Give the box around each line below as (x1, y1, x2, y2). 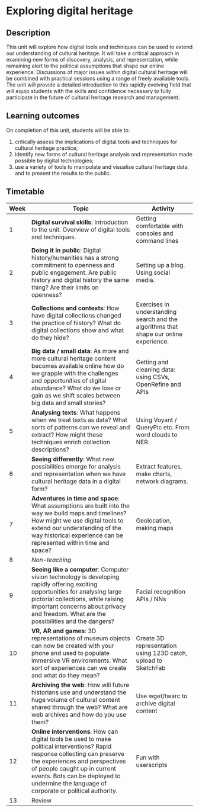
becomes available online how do (31, 361, 124, 370)
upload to (136, 656, 163, 665)
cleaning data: (136, 365, 176, 374)
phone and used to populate (31, 649, 110, 657)
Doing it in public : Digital (31, 246, 101, 254)
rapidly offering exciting (31, 580, 98, 588)
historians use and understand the (31, 688, 127, 697)
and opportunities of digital (31, 376, 107, 384)
